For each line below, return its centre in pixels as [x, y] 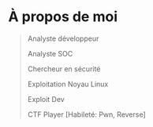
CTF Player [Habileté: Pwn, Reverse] [86, 114]
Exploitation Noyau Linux [68, 84]
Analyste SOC [50, 53]
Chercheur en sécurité [64, 69]
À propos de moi [63, 17]
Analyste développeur [63, 38]
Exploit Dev [46, 99]
